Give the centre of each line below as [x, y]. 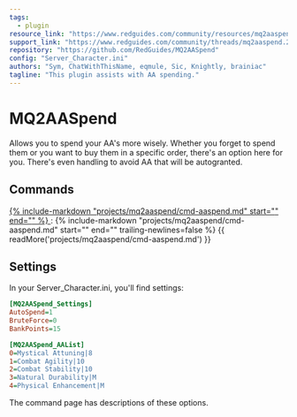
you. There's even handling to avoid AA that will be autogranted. [126, 162]
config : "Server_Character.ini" [69, 58]
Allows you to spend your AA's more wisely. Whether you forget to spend [142, 143]
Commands [42, 190]
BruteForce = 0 [33, 321]
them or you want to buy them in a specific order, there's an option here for [146, 152]
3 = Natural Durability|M [53, 378]
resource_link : [37, 34]
